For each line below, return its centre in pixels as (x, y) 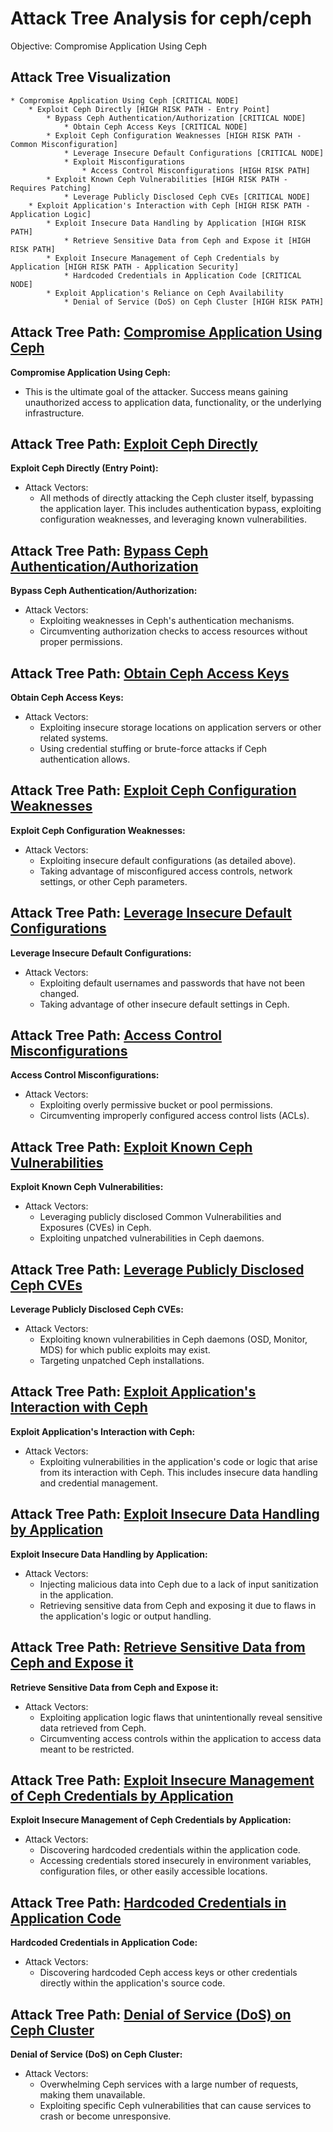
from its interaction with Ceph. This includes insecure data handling (178, 1472)
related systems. (74, 738)
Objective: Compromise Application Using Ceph (108, 46)
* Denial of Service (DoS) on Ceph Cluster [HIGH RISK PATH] (194, 302)
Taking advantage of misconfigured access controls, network (166, 871)
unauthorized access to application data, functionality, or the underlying (173, 402)
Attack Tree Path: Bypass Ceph (109, 550)
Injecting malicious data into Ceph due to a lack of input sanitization (179, 1584)
